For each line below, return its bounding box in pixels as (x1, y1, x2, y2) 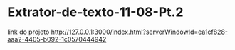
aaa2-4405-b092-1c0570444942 (7, 35, 107, 43)
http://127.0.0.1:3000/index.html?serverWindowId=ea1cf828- (51, 27, 229, 36)
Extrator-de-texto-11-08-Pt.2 (7, 4, 184, 20)
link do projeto (7, 27, 50, 36)
